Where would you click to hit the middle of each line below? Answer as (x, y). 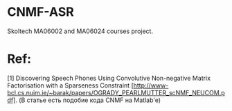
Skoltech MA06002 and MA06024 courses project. (80, 31)
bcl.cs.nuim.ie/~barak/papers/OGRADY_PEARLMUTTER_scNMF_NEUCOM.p (116, 92)
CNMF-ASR (41, 12)
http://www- (151, 85)
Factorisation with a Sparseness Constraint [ (70, 85)
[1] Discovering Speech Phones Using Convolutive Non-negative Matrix (109, 78)
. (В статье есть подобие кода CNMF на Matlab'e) (88, 100)
